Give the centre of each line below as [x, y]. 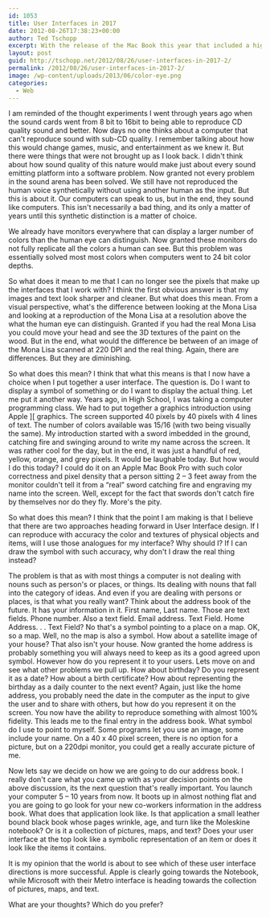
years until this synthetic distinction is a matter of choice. [103, 216]
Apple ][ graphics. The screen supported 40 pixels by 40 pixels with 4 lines [133, 417]
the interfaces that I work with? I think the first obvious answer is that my [129, 290]
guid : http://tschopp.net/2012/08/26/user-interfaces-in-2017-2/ [120, 61]
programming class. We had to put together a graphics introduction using [130, 408]
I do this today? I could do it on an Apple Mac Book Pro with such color [125, 468]
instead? [22, 561]
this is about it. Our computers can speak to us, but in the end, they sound [131, 199]
